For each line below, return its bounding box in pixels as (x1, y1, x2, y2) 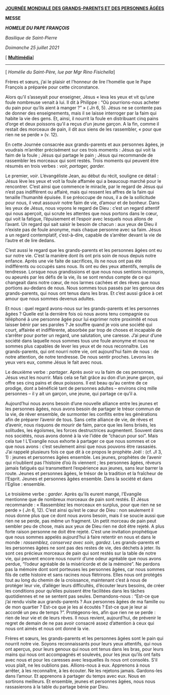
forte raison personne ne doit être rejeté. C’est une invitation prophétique (5, 529, 158, 534)
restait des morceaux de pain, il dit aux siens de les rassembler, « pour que (5, 126, 162, 132)
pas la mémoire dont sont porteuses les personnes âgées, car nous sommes (5, 566, 165, 572)
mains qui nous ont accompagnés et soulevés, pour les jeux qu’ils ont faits (5, 651, 161, 658)
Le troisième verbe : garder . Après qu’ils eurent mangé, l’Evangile (5, 491, 142, 497)
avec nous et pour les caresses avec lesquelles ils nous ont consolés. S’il (5, 657, 158, 663)
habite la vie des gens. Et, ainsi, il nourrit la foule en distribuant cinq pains (5, 115, 158, 122)
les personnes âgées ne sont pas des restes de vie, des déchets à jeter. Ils (5, 545, 161, 551)
